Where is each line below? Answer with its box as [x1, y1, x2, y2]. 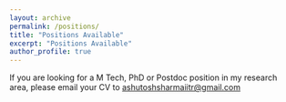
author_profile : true [9, 47, 92, 56]
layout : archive [9, 13, 71, 23]
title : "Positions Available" [9, 30, 125, 39]
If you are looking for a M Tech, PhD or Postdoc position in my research [9, 72, 278, 83]
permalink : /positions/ [9, 22, 100, 31]
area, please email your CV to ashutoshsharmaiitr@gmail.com [9, 82, 241, 93]
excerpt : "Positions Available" [9, 38, 132, 48]
